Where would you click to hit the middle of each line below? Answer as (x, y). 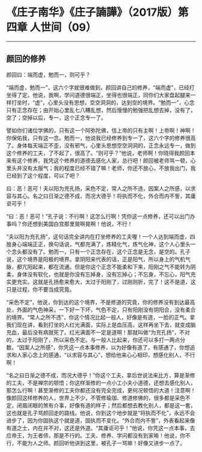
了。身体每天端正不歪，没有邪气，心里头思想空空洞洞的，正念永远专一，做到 (101, 145)
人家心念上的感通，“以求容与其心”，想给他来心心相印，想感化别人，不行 (106, 355)
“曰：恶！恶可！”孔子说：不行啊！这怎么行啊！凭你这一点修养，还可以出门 (98, 216)
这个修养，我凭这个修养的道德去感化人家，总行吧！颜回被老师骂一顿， (103, 160)
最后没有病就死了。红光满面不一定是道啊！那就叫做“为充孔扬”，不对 (106, 332)
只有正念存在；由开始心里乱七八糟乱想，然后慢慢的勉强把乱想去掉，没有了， (101, 110)
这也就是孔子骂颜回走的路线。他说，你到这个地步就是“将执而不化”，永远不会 (101, 413)
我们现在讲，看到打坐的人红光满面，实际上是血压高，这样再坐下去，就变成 (98, 325)
